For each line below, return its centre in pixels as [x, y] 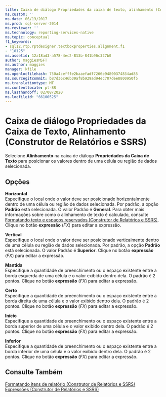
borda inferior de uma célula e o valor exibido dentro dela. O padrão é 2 [78, 351]
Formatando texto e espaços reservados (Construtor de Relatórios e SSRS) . [82, 220]
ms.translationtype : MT [30, 83]
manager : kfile [21, 70]
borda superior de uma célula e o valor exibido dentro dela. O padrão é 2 [79, 326]
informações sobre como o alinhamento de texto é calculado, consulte [77, 215]
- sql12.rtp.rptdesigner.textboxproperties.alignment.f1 [65, 46]
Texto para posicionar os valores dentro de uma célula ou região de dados [81, 161]
